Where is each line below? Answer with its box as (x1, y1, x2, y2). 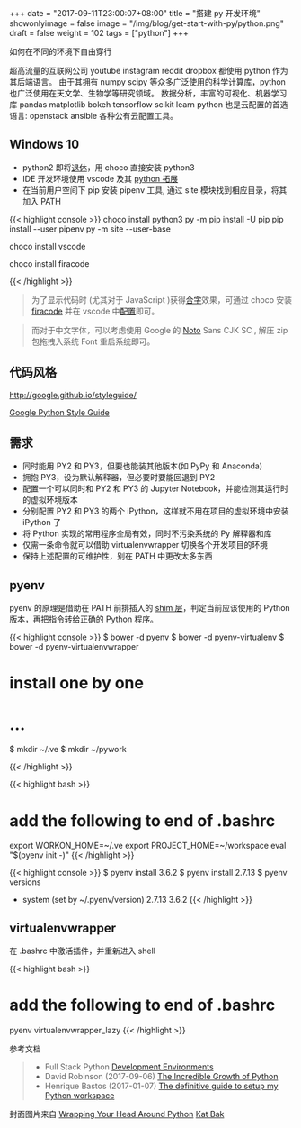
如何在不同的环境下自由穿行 (9, 46, 112, 57)
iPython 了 (22, 517, 61, 528)
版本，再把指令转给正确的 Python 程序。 (9, 614, 159, 624)
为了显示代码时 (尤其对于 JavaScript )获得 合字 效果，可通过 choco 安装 (31, 294, 293, 305)
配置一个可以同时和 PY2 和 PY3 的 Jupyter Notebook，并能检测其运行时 (22, 483, 289, 494)
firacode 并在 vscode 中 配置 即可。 (31, 305, 160, 316)
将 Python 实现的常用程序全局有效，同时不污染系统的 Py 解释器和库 (22, 528, 272, 539)
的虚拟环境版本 (22, 495, 78, 505)
